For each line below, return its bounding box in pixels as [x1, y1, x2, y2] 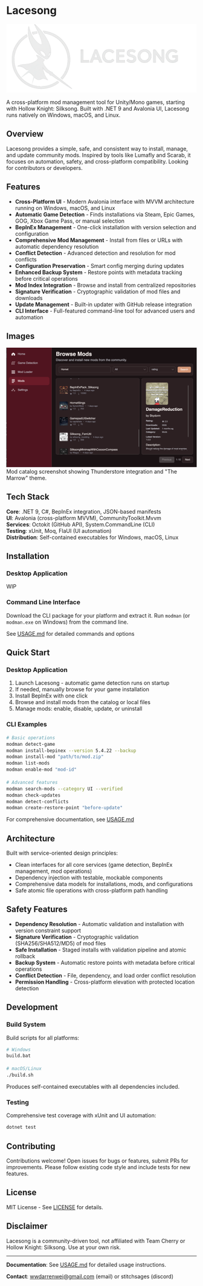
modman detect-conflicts [6, 798, 69, 805]
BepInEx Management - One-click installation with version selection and [14, 223, 196, 230]
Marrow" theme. [6, 474, 47, 481]
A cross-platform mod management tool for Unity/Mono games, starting [6, 99, 185, 106]
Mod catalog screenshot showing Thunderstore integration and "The [6, 468, 177, 475]
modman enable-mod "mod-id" [6, 766, 77, 773]
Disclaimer [6, 1221, 48, 1232]
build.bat [6, 1053, 31, 1059]
